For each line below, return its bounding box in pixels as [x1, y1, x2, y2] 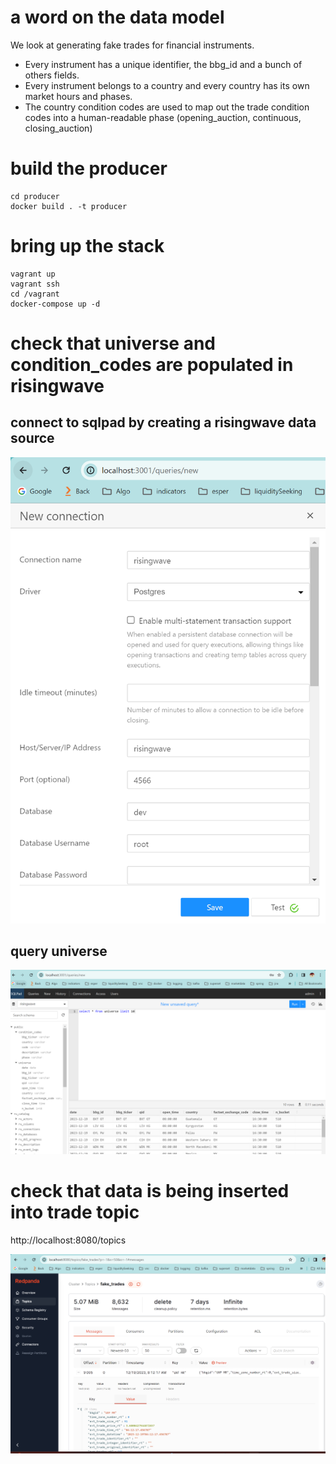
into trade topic [10, 1201, 140, 1223]
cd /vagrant [10, 289, 60, 299]
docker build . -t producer [10, 201, 128, 211]
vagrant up [10, 269, 56, 279]
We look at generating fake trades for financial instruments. [10, 39, 255, 51]
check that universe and [10, 332, 216, 355]
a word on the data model [10, 6, 225, 29]
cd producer [10, 191, 60, 201]
